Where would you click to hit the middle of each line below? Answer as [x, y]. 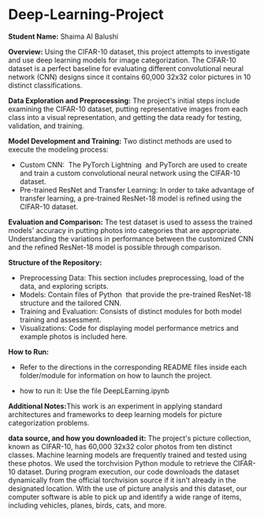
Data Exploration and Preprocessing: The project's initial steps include [124, 100]
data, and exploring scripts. [64, 286]
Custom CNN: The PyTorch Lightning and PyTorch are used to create [133, 164]
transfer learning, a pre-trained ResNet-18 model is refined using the [131, 198]
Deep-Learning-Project [86, 15]
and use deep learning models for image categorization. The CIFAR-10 [122, 60]
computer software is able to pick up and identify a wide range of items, [125, 497]
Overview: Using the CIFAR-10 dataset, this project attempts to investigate [129, 51]
